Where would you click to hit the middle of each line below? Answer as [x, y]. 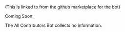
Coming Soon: [20, 16]
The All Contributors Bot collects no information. [54, 25]
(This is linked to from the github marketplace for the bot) [63, 7]
